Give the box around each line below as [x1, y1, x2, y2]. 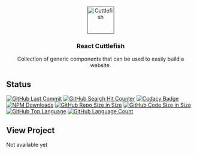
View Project [6, 125, 55, 135]
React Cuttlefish [76, 41, 125, 50]
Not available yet [6, 141, 48, 148]
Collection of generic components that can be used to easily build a [17, 55, 184, 63]
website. [90, 62, 111, 69]
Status [6, 79, 32, 89]
